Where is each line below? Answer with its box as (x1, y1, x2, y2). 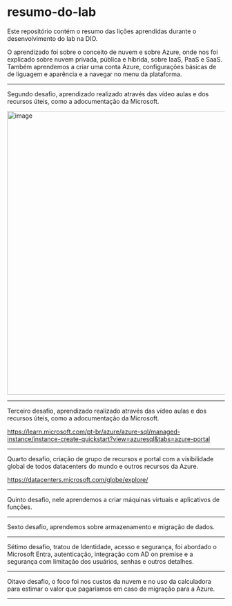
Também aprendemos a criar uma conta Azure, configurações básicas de (7, 62, 217, 71)
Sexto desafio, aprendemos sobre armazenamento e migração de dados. (7, 522, 215, 531)
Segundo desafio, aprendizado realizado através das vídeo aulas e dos (7, 89, 209, 98)
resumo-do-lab (7, 4, 97, 20)
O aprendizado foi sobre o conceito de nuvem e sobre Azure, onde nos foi (7, 48, 218, 56)
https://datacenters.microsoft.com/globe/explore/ (7, 475, 148, 483)
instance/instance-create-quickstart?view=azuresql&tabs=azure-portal (7, 434, 211, 443)
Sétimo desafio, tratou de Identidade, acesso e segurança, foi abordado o (7, 542, 217, 551)
